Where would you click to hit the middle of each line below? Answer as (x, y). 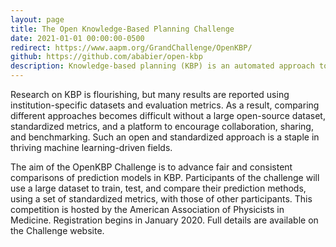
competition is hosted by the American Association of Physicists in (147, 209)
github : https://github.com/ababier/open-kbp (106, 57)
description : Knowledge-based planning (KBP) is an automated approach (162, 66)
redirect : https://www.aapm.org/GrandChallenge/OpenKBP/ (131, 47)
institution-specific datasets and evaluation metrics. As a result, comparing (165, 105)
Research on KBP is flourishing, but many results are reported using (150, 94)
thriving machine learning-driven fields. (91, 147)
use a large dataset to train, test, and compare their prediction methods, (158, 188)
